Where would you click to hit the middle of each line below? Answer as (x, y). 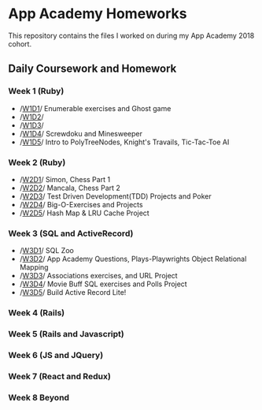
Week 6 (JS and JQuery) (56, 355)
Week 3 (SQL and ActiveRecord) (71, 233)
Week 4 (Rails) (37, 313)
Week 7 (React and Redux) (60, 376)
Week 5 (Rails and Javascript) (66, 334)
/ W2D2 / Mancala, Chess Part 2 (70, 188)
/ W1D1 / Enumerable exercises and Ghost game (95, 108)
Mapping (34, 267)
